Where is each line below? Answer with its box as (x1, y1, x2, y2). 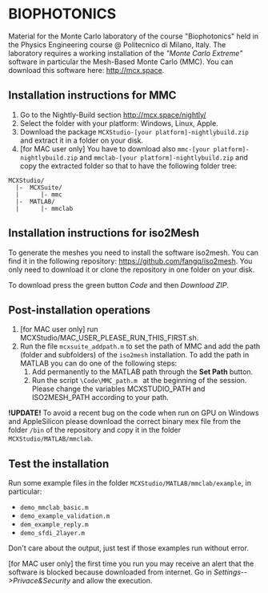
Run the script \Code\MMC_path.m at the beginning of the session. (31, 376, 247, 385)
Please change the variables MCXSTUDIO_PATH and (31, 384, 206, 393)
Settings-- (213, 567, 248, 577)
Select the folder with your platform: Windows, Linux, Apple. (19, 118, 218, 128)
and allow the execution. (71, 576, 153, 586)
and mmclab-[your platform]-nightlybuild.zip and (79, 152, 248, 162)
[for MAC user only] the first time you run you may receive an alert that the (8, 559, 254, 569)
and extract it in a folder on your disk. (19, 135, 144, 145)
